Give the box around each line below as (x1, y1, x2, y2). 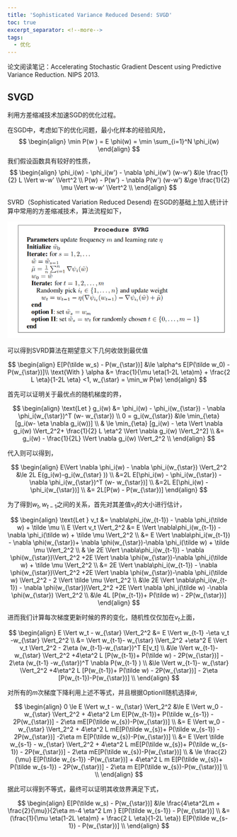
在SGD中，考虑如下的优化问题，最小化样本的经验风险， (7, 125, 170, 134)
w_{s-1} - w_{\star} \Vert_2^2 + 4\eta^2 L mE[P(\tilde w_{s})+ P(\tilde (9, 740, 210, 748)
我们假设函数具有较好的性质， (7, 156, 94, 165)
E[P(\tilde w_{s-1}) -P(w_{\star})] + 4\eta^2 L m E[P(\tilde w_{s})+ (33, 755, 223, 763)
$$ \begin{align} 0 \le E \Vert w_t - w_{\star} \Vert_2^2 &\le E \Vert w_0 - (14, 702, 224, 711)
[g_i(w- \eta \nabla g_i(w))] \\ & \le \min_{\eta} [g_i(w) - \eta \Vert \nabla (15, 419, 223, 428)
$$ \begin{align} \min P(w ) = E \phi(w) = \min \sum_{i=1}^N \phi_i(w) (18, 137, 219, 145)
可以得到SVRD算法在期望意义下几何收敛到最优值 (7, 346, 149, 355)
